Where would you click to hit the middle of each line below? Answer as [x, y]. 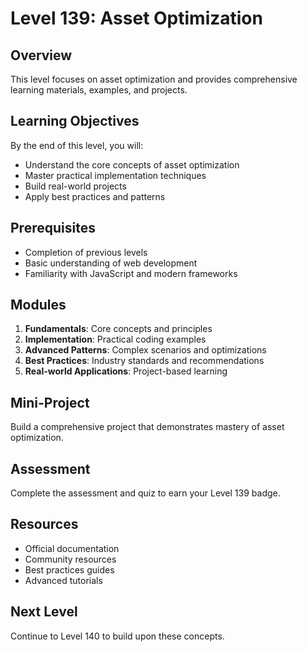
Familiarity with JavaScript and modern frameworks [131, 273]
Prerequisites [53, 228]
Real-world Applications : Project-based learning [126, 371]
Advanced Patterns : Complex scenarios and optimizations [145, 350]
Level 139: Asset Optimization [136, 18]
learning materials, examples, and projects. [99, 90]
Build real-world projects [75, 186]
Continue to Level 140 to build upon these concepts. [117, 636]
